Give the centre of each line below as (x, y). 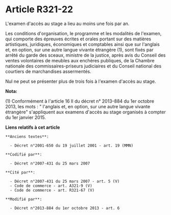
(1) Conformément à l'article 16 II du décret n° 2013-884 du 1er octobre (80, 101)
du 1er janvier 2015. (26, 117)
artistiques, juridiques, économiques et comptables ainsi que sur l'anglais (82, 44)
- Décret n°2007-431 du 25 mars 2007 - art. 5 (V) (65, 181)
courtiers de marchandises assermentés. (48, 71)
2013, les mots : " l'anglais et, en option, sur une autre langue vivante (78, 106)
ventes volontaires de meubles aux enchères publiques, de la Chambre (80, 60)
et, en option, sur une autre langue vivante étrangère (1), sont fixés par (79, 50)
